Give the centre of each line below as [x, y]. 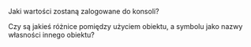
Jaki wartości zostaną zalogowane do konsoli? [84, 11]
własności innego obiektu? [51, 35]
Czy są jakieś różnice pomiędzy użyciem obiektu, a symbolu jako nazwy [126, 26]
